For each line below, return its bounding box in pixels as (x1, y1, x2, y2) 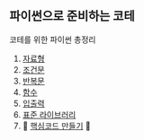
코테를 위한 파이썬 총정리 (9, 34, 96, 45)
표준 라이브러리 (22, 109, 76, 119)
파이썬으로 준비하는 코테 (9, 8, 135, 24)
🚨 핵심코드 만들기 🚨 (22, 120, 92, 131)
